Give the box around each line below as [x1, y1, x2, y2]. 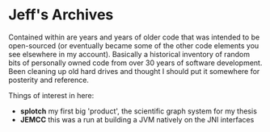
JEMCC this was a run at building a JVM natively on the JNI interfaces [19, 114, 255, 124]
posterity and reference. [8, 75, 89, 85]
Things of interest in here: [8, 90, 95, 100]
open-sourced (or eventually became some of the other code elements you [8, 40, 259, 50]
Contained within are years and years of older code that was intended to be [8, 32, 260, 42]
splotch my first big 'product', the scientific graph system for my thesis [19, 106, 257, 116]
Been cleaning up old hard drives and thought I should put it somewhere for [8, 66, 260, 76]
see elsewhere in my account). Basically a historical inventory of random [8, 49, 251, 59]
